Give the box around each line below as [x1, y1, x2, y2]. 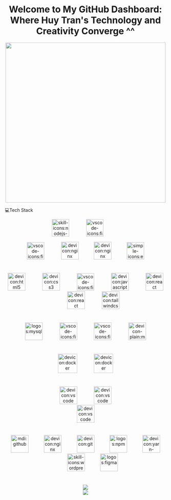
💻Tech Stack [5, 207, 33, 213]
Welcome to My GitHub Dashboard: [9, 4, 162, 15]
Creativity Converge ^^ [36, 26, 135, 37]
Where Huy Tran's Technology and [10, 14, 161, 26]
